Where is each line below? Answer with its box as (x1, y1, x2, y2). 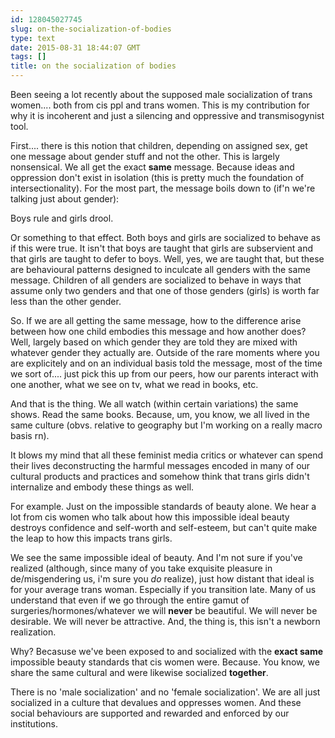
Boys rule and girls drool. (10, 212, 114, 224)
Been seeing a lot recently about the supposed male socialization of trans (10, 89, 313, 100)
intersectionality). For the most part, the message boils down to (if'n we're (10, 182, 316, 194)
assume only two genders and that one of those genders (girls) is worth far (10, 285, 320, 296)
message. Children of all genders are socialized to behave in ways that (10, 274, 302, 286)
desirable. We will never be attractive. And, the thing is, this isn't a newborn (10, 616, 321, 627)
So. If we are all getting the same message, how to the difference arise (10, 315, 302, 326)
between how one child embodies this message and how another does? (10, 326, 307, 337)
